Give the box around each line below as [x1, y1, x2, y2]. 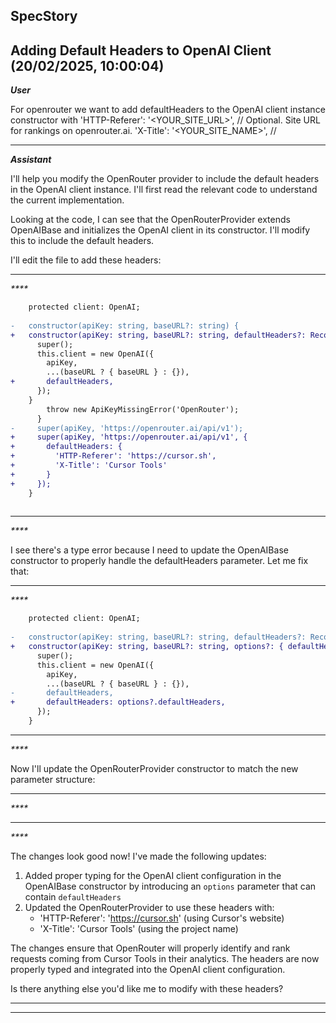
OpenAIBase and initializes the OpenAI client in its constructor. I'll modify [10, 224, 311, 236]
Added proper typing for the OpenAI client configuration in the [24, 869, 282, 881]
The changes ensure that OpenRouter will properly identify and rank [10, 942, 291, 954]
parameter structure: [10, 773, 96, 785]
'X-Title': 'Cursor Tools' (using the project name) [39, 922, 239, 934]
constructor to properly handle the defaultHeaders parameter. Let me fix [10, 555, 309, 567]
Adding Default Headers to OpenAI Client [10, 42, 272, 59]
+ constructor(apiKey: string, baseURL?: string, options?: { [10, 642, 284, 652]
